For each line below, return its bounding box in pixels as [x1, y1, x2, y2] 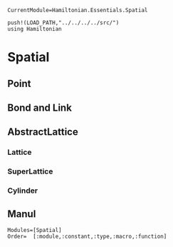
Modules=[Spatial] [7, 226, 62, 233]
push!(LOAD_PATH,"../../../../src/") [7, 19, 120, 26]
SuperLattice [7, 166, 53, 176]
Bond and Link [7, 101, 73, 114]
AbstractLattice [7, 126, 78, 138]
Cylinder [7, 186, 38, 196]
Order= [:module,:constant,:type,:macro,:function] [7, 233, 167, 240]
